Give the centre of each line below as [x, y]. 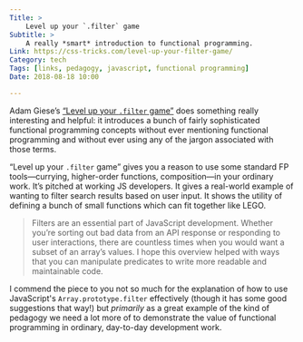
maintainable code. [67, 271]
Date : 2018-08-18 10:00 [54, 77]
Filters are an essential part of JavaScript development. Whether [152, 222]
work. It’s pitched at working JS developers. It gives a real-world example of [151, 186]
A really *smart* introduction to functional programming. [140, 43]
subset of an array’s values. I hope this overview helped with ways [156, 251]
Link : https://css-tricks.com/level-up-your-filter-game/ [121, 52]
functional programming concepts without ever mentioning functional [139, 130]
